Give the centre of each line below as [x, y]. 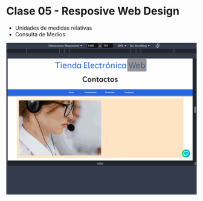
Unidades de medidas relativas [53, 28]
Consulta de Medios [40, 34]
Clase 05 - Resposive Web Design [93, 11]
